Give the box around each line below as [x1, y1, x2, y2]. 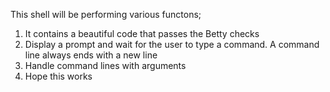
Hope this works [24, 70, 93, 82]
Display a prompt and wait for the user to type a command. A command [24, 39, 320, 50]
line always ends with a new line [24, 49, 158, 61]
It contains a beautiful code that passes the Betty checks [24, 28, 260, 39]
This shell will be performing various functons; [10, 9, 202, 20]
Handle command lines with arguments [24, 60, 187, 71]
